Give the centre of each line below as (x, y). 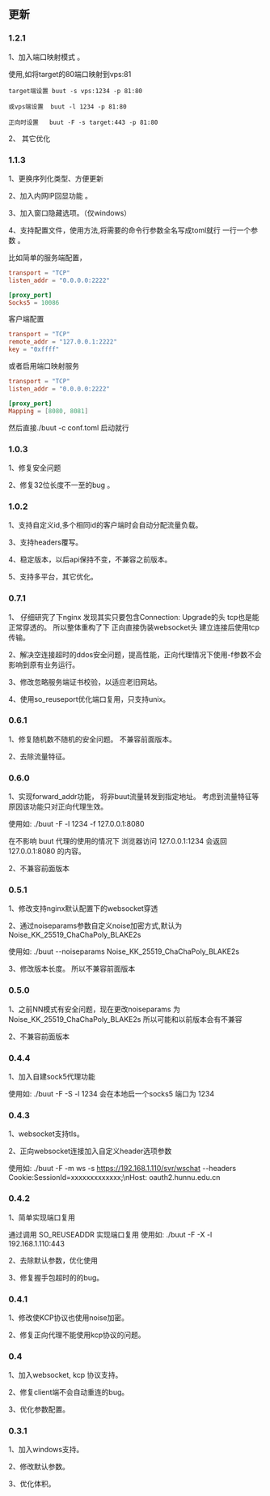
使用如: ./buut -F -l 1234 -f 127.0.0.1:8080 (76, 824)
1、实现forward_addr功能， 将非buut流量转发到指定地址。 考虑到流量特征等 (134, 797)
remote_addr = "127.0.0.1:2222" (63, 342)
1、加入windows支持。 (46, 1450)
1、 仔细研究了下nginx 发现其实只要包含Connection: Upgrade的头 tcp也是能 (134, 617)
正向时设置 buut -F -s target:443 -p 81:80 (83, 122)
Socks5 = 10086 (34, 302)
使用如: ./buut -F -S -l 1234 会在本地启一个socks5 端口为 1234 (112, 1093)
